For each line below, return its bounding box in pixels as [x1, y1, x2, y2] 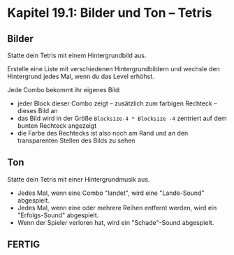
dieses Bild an [17, 107, 58, 115]
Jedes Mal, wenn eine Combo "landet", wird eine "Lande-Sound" [17, 189, 205, 197]
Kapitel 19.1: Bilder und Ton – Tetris [7, 5, 212, 21]
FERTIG [7, 239, 41, 251]
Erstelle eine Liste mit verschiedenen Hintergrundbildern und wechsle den [7, 65, 220, 73]
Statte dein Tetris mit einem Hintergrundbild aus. [7, 51, 147, 59]
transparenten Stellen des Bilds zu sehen [17, 136, 136, 145]
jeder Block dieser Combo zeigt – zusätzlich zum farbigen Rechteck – [17, 99, 218, 108]
